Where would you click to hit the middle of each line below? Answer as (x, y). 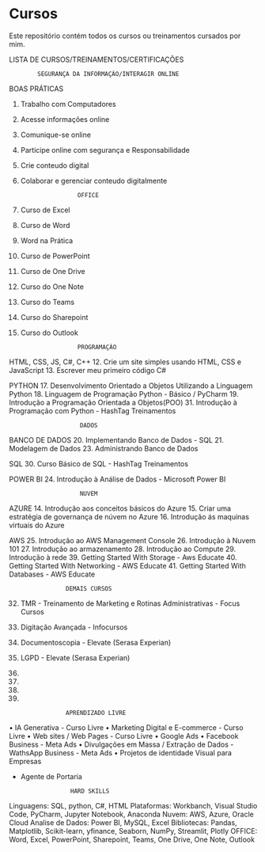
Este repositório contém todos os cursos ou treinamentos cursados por (125, 36)
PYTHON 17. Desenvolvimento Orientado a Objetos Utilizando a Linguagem (131, 386)
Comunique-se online (56, 135)
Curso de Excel (45, 210)
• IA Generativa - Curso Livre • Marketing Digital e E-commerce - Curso (126, 727)
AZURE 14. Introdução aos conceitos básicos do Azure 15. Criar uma (120, 508)
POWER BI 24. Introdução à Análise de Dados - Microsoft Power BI (117, 479)
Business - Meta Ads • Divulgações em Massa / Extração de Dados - (121, 744)
